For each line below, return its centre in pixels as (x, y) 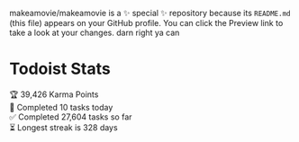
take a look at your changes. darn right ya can (95, 32)
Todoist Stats (60, 69)
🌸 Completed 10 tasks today (61, 107)
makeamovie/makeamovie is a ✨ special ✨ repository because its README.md (150, 13)
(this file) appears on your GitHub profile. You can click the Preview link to (146, 23)
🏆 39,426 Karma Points (54, 94)
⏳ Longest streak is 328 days (64, 127)
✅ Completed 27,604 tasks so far (71, 117)
